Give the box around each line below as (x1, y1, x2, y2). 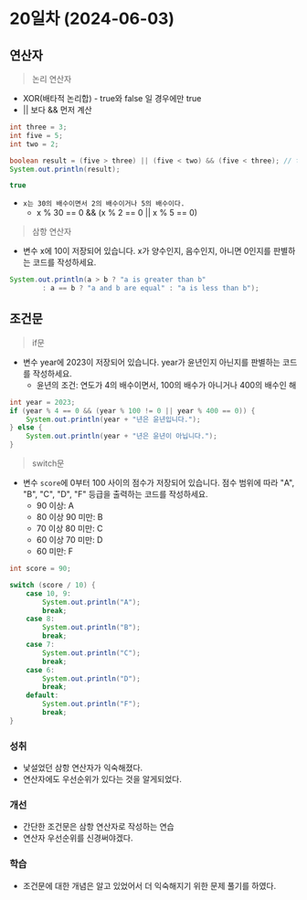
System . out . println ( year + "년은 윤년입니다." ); (26, 415, 201, 424)
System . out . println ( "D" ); (42, 673, 142, 683)
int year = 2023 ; (9, 397, 76, 407)
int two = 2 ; (9, 139, 59, 149)
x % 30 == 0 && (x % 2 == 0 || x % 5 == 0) (36, 207, 198, 218)
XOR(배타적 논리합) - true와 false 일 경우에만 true (22, 93, 202, 103)
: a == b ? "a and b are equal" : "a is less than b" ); (42, 284, 259, 293)
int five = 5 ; (9, 131, 64, 140)
